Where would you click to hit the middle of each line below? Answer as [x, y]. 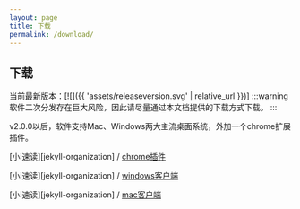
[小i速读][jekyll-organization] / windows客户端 [94, 176]
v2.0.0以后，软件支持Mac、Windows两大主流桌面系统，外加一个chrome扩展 [150, 126]
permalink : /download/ [51, 34]
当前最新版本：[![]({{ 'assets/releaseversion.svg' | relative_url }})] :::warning [149, 96]
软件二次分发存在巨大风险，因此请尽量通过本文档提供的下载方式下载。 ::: [143, 108]
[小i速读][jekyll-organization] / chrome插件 [88, 157]
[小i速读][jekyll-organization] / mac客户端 [86, 195]
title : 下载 [30, 26]
